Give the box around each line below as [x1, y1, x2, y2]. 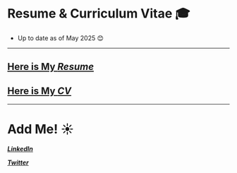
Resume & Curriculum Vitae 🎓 [7, 6, 190, 22]
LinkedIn [7, 145, 33, 153]
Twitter [7, 158, 30, 167]
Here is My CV [7, 85, 72, 97]
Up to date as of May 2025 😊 [17, 33, 104, 42]
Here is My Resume [7, 61, 94, 73]
